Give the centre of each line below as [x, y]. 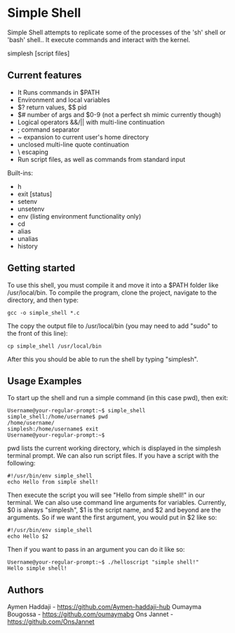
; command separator [48, 129]
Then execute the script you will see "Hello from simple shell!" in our [106, 495]
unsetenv [31, 209]
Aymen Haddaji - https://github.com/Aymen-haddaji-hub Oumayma [105, 607]
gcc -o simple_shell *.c [43, 313]
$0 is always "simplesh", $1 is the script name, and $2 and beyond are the [114, 510]
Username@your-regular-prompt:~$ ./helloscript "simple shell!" [103, 562]
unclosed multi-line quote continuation [73, 144]
